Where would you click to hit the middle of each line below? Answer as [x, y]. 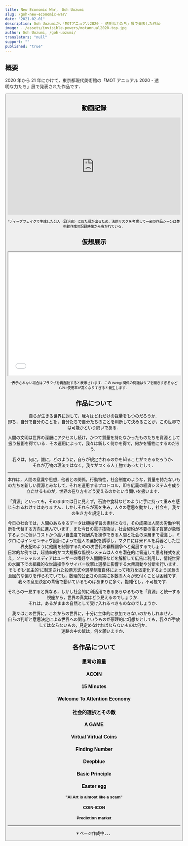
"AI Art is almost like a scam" [94, 797]
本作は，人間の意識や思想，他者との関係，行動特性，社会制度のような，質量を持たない [92, 480]
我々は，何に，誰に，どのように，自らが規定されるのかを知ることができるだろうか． [94, 460]
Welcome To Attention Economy [94, 699]
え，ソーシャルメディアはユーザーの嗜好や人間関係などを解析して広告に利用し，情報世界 [94, 558]
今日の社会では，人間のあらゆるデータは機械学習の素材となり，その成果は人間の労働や [92, 523]
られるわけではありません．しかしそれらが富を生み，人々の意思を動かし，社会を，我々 [96, 507]
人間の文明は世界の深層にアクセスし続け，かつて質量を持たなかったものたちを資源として [94, 438]
